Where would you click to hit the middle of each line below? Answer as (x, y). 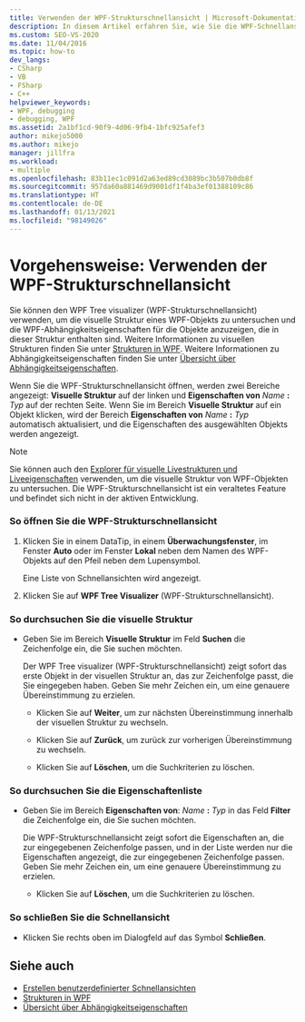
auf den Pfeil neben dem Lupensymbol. (128, 561)
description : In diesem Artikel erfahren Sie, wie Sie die (123, 26)
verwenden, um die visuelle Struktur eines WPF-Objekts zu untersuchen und (152, 320)
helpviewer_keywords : (50, 102)
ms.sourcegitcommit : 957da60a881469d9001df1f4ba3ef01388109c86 (132, 187)
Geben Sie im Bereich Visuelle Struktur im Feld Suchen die (134, 639)
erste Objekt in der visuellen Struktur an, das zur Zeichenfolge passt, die (158, 676)
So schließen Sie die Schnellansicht (90, 918)
